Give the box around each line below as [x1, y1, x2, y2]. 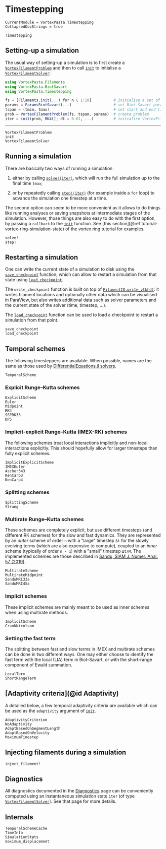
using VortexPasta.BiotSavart [5, 84, 68, 89]
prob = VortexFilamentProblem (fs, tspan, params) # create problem [5, 112, 149, 117]
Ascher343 [5, 468, 26, 473]
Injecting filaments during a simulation [5, 748, 126, 757]
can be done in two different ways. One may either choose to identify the [5, 651, 154, 657]
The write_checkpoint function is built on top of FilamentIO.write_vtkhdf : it [5, 286, 159, 292]
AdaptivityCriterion [5, 717, 48, 722]
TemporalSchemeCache [5, 826, 48, 831]
